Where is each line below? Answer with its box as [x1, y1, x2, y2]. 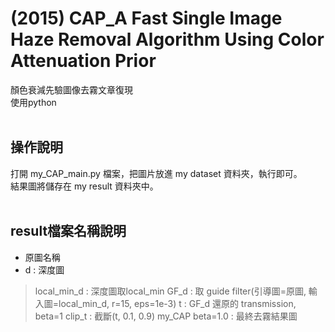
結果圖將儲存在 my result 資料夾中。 [10, 180, 159, 192]
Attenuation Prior [10, 50, 157, 72]
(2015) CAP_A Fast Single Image [10, 7, 283, 30]
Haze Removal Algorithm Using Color [10, 28, 325, 51]
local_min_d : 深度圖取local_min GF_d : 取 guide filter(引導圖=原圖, [34, 285, 307, 297]
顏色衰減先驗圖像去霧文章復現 [10, 83, 133, 96]
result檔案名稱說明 [10, 223, 127, 240]
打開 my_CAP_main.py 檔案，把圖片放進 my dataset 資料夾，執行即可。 [10, 167, 303, 179]
